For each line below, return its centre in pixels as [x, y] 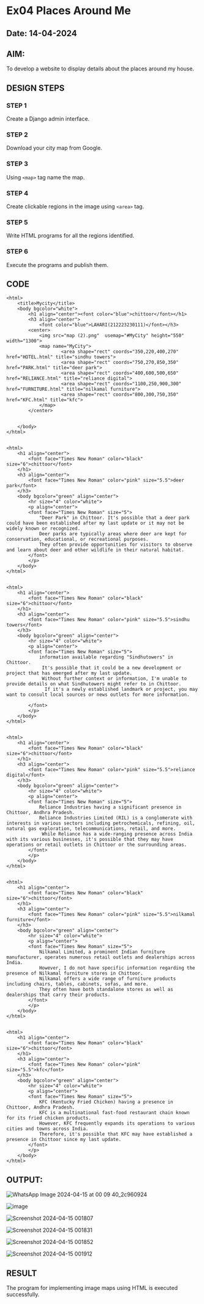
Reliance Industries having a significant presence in [110, 807]
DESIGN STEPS [36, 88]
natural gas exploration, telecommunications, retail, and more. [91, 829]
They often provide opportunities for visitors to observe [115, 545]
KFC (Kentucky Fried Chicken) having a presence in [106, 1102]
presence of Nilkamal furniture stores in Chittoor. [75, 974]
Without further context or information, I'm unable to [115, 679]
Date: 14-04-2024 [42, 33]
